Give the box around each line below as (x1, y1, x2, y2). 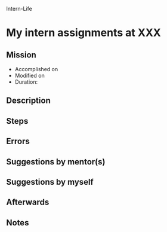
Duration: (14, 78, 38, 86)
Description (6, 96, 51, 106)
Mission (6, 50, 37, 60)
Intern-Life (6, 5, 33, 12)
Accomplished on (14, 66, 58, 72)
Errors (6, 136, 30, 146)
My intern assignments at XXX (6, 26, 161, 39)
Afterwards (6, 197, 50, 207)
